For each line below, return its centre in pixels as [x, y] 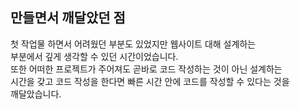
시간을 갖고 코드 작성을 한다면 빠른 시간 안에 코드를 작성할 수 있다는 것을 [150, 81]
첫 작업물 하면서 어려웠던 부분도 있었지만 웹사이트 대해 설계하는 [133, 44]
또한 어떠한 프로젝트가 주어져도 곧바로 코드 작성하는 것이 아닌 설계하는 [146, 69]
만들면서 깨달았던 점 [68, 18]
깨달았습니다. [36, 94]
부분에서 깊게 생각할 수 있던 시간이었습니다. [94, 56]
